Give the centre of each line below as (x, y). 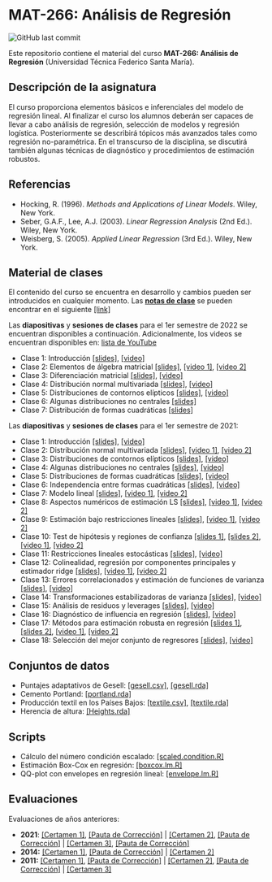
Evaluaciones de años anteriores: (64, 819)
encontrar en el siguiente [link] (60, 310)
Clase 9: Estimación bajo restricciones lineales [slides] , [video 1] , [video (140, 519)
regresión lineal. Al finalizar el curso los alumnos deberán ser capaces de (131, 115)
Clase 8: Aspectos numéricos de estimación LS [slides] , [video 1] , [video (141, 502)
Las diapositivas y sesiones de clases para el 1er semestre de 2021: (123, 426)
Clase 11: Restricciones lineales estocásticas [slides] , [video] (121, 554)
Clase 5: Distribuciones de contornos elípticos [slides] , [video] (124, 393)
